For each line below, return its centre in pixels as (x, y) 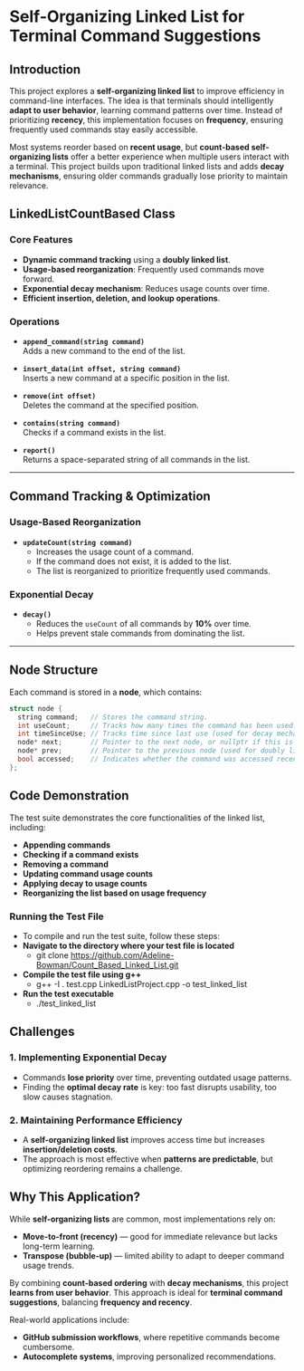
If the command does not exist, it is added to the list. (134, 561)
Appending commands (66, 845)
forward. (38, 279)
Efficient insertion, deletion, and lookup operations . (121, 298)
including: (28, 827)
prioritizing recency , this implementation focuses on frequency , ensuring (146, 120)
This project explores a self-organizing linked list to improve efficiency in (147, 91)
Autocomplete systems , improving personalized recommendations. (149, 1357)
